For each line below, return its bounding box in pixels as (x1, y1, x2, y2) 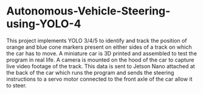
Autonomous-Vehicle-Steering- (6, 4, 171, 18)
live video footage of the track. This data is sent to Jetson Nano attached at (6, 62, 196, 70)
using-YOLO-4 (6, 17, 81, 31)
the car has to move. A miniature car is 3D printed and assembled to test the (6, 49, 198, 57)
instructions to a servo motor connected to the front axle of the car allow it (6, 75, 193, 83)
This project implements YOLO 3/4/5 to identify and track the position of (6, 37, 187, 44)
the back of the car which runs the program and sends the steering (6, 69, 174, 76)
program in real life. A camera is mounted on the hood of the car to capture (6, 56, 194, 63)
